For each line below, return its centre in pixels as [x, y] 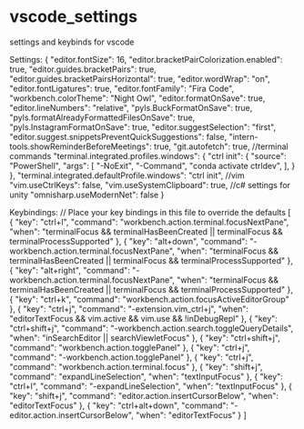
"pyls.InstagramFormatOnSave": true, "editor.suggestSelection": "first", [142, 127]
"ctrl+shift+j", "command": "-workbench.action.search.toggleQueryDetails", [152, 328]
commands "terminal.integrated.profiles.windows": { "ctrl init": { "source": [148, 155]
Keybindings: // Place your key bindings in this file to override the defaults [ [150, 212]
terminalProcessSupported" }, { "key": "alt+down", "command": [129, 241]
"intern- [243, 136]
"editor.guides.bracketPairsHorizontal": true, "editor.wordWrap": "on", [140, 78]
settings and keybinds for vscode [72, 42]
